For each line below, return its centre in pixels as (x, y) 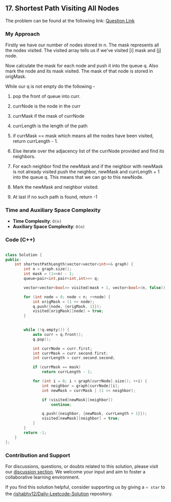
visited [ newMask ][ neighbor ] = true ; (81, 418)
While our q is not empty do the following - (50, 87)
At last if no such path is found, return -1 (55, 197)
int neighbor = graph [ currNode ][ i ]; (81, 386)
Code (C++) (20, 240)
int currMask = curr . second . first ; (70, 353)
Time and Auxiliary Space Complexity (53, 210)
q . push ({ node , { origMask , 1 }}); (67, 306)
